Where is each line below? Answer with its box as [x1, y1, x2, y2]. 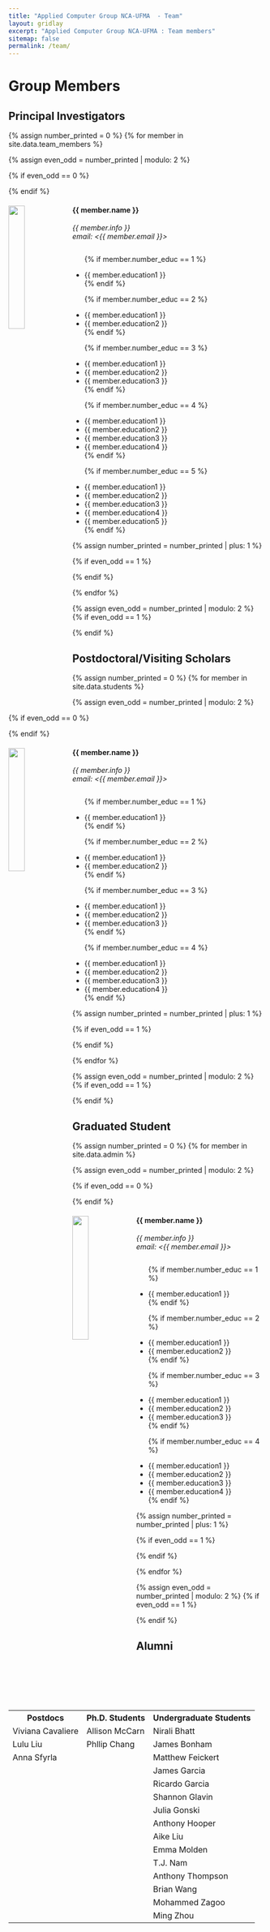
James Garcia [152, 1765, 206, 1776]
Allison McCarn [86, 1725, 145, 1737]
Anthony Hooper [152, 1818, 216, 1829]
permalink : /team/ [8, 42, 71, 50]
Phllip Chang [86, 1738, 135, 1750]
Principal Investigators [8, 109, 126, 122]
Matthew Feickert [152, 1751, 220, 1762]
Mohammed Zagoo [152, 1896, 225, 1908]
